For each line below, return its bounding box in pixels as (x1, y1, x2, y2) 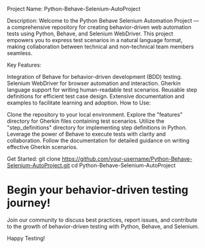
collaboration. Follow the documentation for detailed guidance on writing (7, 137, 190, 144)
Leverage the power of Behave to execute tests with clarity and (7, 131, 166, 137)
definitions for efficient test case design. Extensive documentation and (7, 93, 185, 100)
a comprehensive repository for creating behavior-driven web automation (7, 24, 192, 31)
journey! (7, 196, 51, 210)
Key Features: (7, 61, 41, 68)
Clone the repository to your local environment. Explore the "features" (7, 111, 183, 118)
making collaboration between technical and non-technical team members (7, 43, 194, 50)
